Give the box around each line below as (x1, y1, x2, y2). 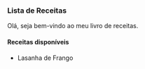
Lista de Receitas (7, 6, 67, 15)
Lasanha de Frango (17, 54, 74, 62)
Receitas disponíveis (7, 37, 69, 46)
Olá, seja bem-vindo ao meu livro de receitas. (7, 22, 139, 30)
